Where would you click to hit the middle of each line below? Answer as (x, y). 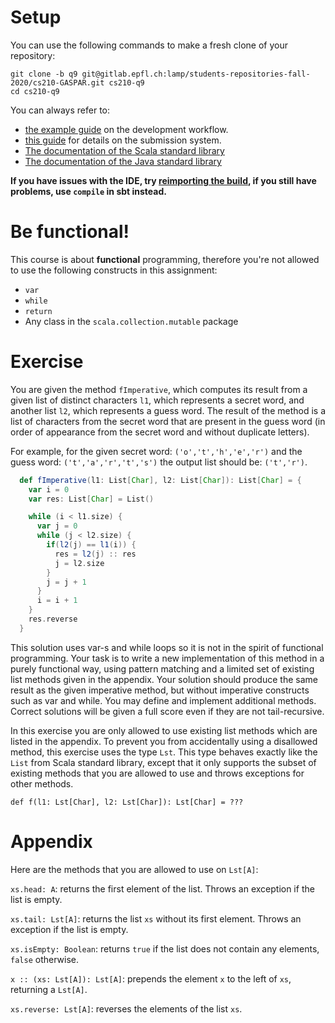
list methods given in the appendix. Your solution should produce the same (164, 679)
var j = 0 (57, 526)
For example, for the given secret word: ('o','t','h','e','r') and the (156, 451)
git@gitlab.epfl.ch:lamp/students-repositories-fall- (196, 74)
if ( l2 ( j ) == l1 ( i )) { (91, 545)
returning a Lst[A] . (49, 989)
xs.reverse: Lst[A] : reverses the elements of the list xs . (126, 1008)
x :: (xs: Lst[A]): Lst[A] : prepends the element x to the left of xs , (151, 978)
